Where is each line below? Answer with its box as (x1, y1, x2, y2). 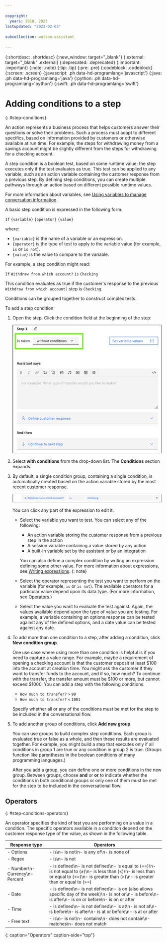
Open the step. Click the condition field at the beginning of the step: (12, 315, 152, 321)
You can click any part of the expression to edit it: (12, 507, 114, 513)
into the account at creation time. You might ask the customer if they (12, 665, 153, 671)
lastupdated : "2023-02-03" (5, 24, 61, 29)
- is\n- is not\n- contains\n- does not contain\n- (49, 916, 151, 922)
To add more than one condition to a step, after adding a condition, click (12, 634, 160, 640)
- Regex (7, 856, 24, 862)
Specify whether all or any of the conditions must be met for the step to (12, 706, 159, 712)
